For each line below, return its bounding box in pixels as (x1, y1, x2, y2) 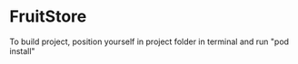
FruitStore (9, 6, 87, 27)
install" (9, 45, 35, 56)
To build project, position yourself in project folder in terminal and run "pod (9, 36, 289, 47)
